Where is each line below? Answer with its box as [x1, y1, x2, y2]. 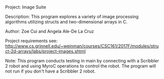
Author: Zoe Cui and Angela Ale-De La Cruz [5, 28, 94, 34]
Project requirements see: [5, 38, 58, 44]
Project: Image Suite [5, 4, 46, 10]
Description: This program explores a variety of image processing [5, 14, 139, 19]
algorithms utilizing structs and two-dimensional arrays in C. [5, 19, 127, 25]
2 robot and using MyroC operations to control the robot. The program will [5, 63, 156, 69]
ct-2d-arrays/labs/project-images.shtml [5, 49, 86, 54]
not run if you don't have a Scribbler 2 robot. [5, 68, 96, 74]
